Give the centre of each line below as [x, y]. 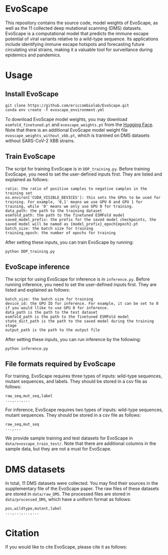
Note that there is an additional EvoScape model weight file [66, 130]
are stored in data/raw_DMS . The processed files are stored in [68, 494]
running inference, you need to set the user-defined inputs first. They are [81, 284]
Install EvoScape [32, 94]
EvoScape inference [37, 267]
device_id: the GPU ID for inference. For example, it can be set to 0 [82, 303]
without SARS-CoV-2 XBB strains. [40, 141]
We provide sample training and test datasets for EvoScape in [69, 438]
